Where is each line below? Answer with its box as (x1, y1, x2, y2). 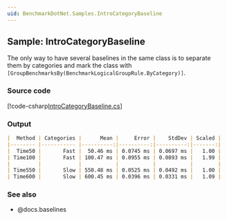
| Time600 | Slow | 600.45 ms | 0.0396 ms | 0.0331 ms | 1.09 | (7, 174, 221, 181)
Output (7, 119, 32, 129)
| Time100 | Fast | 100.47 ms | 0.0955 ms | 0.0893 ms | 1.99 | (7, 154, 221, 161)
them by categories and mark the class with (7, 62, 132, 70)
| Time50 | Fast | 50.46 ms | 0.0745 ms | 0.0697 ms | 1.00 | (7, 147, 221, 154)
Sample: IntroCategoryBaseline (7, 36, 145, 48)
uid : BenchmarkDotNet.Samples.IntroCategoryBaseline (7, 10, 163, 17)
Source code (7, 86, 51, 95)
